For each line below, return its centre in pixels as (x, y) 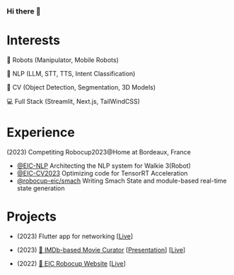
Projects (32, 216)
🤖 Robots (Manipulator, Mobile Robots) (63, 60)
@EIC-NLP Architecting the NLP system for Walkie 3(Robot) (104, 166)
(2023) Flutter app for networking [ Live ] (75, 236)
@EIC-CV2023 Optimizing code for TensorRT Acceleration (102, 173)
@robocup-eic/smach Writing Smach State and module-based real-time (122, 181)
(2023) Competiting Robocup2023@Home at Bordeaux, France (99, 152)
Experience (41, 133)
